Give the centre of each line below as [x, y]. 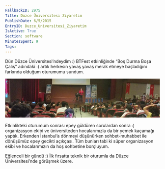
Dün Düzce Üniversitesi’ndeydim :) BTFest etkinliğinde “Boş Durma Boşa [78, 61]
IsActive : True [21, 31]
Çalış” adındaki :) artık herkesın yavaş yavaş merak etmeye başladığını [76, 66]
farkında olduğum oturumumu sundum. [45, 72]
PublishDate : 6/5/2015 [28, 21]
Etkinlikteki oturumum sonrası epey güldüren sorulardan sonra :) [70, 126]
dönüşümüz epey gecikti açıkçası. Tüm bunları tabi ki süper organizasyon [79, 141]
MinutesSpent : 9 [22, 42]
